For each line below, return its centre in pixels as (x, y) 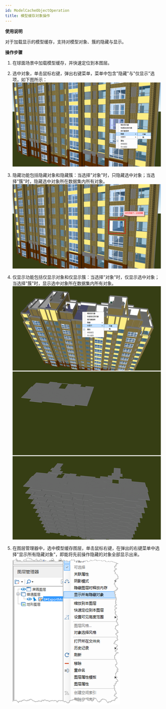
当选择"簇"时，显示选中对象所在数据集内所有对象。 (64, 283)
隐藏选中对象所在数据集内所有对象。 (71, 182)
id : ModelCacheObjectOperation (37, 10)
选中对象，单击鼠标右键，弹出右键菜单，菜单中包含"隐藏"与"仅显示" (81, 73)
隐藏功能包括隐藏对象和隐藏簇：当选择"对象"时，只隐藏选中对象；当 (81, 175)
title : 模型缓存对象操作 (28, 16)
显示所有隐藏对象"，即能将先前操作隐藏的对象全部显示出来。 (81, 554)
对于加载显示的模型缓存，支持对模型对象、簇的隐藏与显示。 (66, 42)
